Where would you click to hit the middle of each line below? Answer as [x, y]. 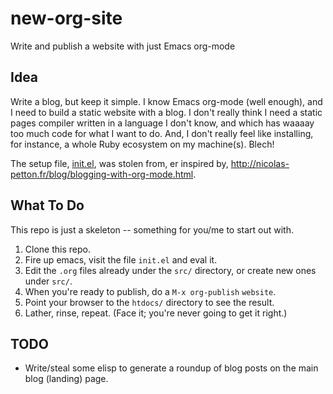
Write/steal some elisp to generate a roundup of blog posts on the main [171, 368]
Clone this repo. [57, 249]
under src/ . [48, 281]
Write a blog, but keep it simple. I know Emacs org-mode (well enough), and [166, 101]
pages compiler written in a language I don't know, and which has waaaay [162, 123]
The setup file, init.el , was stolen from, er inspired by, [119, 163]
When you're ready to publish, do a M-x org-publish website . [150, 291]
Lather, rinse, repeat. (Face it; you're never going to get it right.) [156, 313]
